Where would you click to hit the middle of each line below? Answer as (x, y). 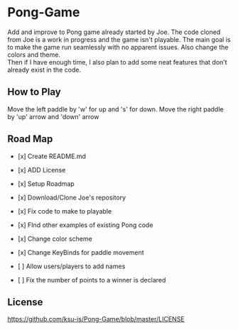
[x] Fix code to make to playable (65, 211)
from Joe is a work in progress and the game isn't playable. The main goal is (119, 39)
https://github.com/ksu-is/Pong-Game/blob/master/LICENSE (96, 319)
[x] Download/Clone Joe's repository (72, 197)
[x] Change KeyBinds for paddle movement (81, 252)
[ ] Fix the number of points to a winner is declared (92, 280)
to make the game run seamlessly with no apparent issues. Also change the (118, 47)
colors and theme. (34, 55)
